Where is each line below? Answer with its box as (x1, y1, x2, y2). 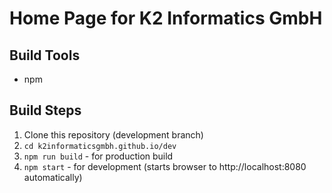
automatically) (23, 171, 83, 183)
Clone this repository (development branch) (23, 128, 204, 141)
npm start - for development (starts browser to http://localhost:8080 (23, 160, 307, 172)
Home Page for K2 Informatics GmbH (9, 7, 323, 30)
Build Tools (9, 47, 81, 64)
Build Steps (9, 102, 82, 119)
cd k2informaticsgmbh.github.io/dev (23, 141, 177, 151)
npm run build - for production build (23, 150, 174, 162)
